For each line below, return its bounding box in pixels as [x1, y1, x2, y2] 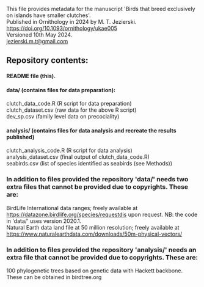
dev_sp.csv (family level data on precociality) [6, 113, 120, 120]
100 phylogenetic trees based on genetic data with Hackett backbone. [6, 267, 183, 274]
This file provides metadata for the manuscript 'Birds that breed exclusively [6, 5, 195, 12]
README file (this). [6, 72, 56, 79]
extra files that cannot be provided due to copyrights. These [6, 183, 188, 191]
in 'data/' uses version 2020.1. [6, 217, 82, 225]
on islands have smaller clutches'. [6, 12, 92, 19]
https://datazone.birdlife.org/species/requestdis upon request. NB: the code [6, 211, 198, 218]
